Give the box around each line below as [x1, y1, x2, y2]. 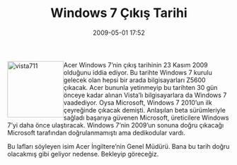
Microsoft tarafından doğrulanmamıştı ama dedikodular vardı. [7, 128, 185, 137]
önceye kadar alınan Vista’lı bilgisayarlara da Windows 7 [63, 91, 227, 99]
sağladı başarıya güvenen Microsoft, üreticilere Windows [63, 113, 229, 122]
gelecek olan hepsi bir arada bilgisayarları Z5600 [63, 76, 207, 84]
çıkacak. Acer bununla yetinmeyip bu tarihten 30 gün [63, 83, 218, 91]
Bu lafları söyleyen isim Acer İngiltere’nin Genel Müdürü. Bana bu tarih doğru [7, 142, 230, 150]
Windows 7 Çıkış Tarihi [50, 5, 187, 21]
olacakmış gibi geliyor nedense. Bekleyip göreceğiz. [7, 149, 159, 158]
